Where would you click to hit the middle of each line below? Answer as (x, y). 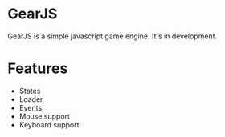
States (30, 91)
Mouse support (44, 116)
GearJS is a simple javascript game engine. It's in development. (112, 36)
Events (31, 107)
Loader (31, 99)
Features (38, 68)
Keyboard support (49, 124)
